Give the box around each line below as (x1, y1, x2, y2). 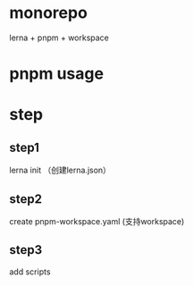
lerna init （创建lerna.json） (9, 164, 112, 176)
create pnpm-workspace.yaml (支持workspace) (9, 215, 185, 226)
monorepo (9, 3, 88, 23)
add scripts (9, 266, 51, 277)
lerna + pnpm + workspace (9, 32, 110, 43)
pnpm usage (9, 63, 105, 84)
